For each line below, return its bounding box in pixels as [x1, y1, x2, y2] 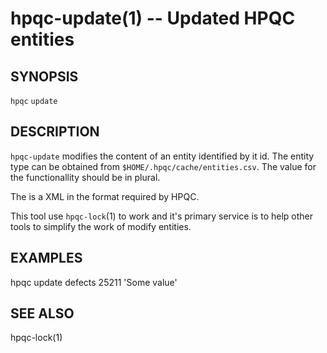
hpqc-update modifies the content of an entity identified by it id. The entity [10, 150, 315, 162]
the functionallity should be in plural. [10, 171, 161, 183]
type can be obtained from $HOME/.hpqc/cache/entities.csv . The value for [10, 160, 317, 172]
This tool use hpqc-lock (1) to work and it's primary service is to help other [10, 210, 313, 222]
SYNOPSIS [10, 68, 79, 85]
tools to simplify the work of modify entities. [10, 220, 192, 232]
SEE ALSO [10, 305, 75, 322]
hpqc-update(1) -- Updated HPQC [10, 7, 296, 30]
